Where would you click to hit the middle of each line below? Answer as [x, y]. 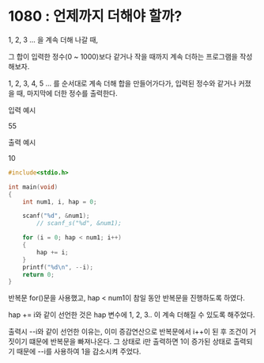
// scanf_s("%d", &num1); [79, 224]
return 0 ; [39, 274]
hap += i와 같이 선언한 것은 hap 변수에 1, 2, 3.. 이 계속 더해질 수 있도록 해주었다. [132, 315]
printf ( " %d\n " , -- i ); [58, 267]
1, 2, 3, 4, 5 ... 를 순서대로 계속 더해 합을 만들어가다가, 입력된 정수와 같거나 [123, 83]
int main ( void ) [33, 187]
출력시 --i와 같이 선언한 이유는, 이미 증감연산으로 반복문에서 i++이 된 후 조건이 [128, 332]
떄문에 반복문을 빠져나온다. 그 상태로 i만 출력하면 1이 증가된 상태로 [130, 342]
